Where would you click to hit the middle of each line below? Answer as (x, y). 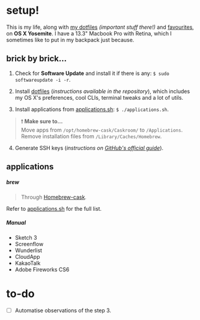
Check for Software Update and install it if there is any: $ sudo (92, 73)
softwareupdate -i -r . (43, 79)
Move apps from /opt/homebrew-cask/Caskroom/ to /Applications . (102, 130)
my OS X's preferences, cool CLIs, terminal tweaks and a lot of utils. (99, 97)
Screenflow (29, 244)
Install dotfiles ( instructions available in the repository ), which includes (102, 91)
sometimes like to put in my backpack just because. (70, 40)
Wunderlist (29, 250)
